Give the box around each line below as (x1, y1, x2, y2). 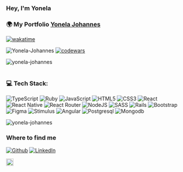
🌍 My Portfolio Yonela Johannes (6, 20, 101, 28)
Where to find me (6, 133, 57, 141)
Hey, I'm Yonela (6, 4, 51, 12)
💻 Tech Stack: (6, 79, 49, 87)
